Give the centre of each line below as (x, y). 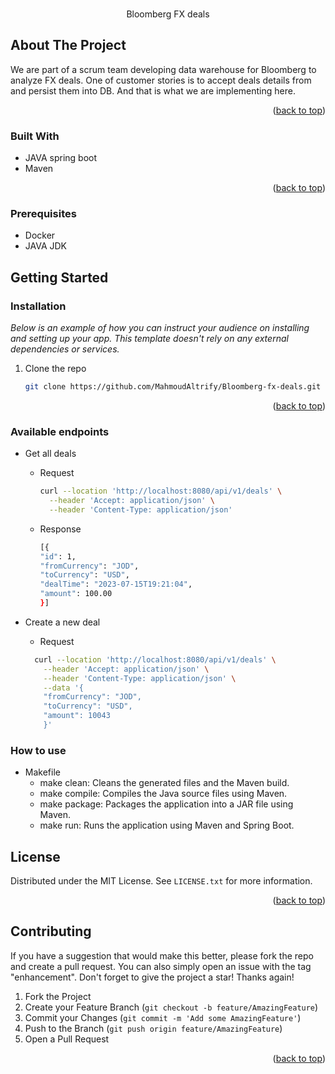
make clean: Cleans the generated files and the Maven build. (164, 783)
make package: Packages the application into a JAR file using (166, 804)
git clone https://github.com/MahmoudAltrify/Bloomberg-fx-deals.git (173, 387)
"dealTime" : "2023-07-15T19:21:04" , (116, 584)
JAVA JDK (46, 246)
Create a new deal (62, 622)
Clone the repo (55, 369)
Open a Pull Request (67, 1039)
